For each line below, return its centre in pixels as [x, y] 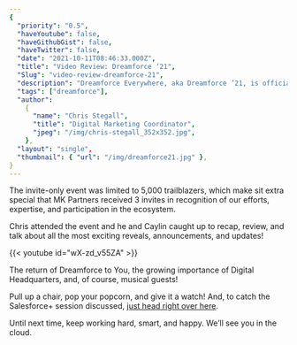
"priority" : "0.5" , [53, 26]
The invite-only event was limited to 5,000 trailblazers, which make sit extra [147, 190]
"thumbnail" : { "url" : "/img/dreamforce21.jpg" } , [112, 157]
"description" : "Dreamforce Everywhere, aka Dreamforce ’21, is [138, 83]
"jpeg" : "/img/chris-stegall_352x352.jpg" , [114, 133]
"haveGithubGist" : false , [65, 42]
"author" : [35, 100]
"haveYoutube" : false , [59, 34]
